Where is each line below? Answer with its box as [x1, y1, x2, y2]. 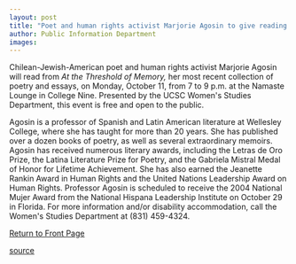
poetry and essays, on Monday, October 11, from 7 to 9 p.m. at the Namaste [9, 81, 285, 91]
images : [9, 37, 38, 47]
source [9, 245, 35, 256]
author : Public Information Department [9, 29, 157, 38]
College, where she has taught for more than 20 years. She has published [9, 126, 278, 137]
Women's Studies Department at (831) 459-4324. [9, 211, 191, 221]
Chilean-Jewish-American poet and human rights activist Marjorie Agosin [9, 62, 277, 73]
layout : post [9, 12, 58, 22]
